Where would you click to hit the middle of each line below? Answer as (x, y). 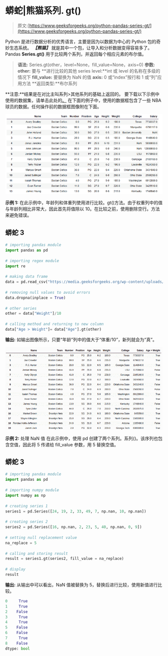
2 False (16, 611)
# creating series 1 (27, 506)
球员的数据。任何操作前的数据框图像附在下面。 (53, 107)
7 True (16, 638)
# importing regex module (32, 261)
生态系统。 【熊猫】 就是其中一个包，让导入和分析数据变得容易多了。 (81, 48)
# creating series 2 (27, 522)
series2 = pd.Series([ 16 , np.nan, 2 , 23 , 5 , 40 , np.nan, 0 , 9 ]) (73, 527)
